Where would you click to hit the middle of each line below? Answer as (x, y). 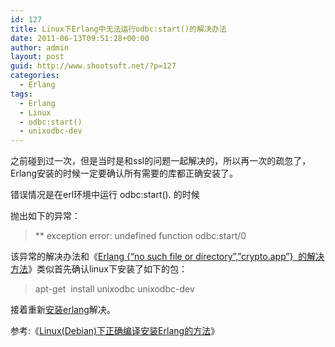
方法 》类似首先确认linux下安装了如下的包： (99, 269)
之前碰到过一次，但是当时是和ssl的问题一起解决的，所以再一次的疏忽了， (161, 161)
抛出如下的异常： (45, 216)
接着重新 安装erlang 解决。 (63, 310)
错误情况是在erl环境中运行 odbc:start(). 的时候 (105, 195)
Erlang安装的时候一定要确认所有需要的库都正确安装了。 (124, 173)
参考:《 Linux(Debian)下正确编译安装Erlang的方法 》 (115, 331)
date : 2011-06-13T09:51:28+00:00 (80, 38)
